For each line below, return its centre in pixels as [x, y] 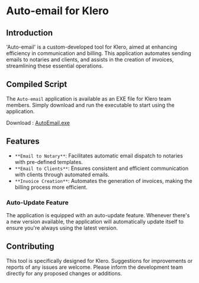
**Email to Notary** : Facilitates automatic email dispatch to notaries [99, 156]
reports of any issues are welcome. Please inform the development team [95, 267]
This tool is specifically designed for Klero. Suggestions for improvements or [99, 261]
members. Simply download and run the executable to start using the [90, 105]
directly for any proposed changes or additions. [64, 273]
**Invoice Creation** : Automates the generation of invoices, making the [103, 181]
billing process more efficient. [51, 187]
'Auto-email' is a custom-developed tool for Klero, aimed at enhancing [92, 47]
